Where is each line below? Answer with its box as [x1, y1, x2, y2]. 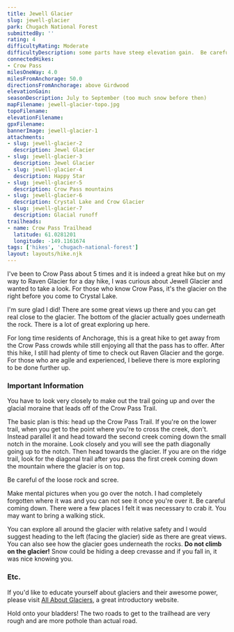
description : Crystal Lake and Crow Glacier [13, 198, 145, 206]
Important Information [7, 381, 84, 390]
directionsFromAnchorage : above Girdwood [7, 82, 130, 89]
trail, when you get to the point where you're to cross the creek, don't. [7, 425, 208, 434]
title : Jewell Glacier [7, 10, 73, 17]
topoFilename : [7, 108, 49, 115]
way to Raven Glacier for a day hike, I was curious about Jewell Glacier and [7, 277, 223, 285]
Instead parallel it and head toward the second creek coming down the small [7, 432, 226, 441]
